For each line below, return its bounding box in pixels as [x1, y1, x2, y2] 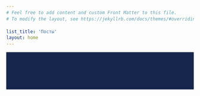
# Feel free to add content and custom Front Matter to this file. [6, 10, 177, 16]
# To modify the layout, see [6, 16, 79, 22]
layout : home [6, 35, 39, 41]
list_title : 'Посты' [6, 29, 58, 35]
